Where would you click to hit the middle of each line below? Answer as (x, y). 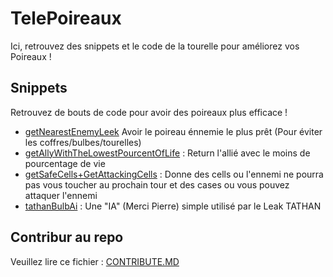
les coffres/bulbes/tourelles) (83, 142)
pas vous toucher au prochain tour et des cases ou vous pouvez (157, 184)
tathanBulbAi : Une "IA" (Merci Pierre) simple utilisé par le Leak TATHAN (173, 206)
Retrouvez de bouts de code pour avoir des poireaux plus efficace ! (149, 112)
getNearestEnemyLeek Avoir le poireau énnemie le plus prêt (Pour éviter (173, 131)
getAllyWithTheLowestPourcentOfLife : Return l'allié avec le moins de (167, 153)
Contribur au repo (67, 237)
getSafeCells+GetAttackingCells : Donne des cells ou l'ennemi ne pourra (174, 174)
